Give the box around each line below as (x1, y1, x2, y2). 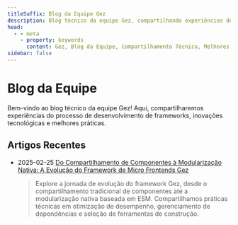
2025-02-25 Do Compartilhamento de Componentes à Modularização (17, 158, 222, 166)
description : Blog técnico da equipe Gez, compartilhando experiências (7, 17, 223, 24)
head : (7, 23, 23, 30)
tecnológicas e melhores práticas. (7, 118, 106, 127)
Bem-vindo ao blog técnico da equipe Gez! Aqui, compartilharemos (7, 103, 204, 112)
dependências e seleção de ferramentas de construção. (35, 209, 200, 218)
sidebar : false (7, 50, 52, 57)
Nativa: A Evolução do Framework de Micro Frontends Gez (17, 166, 189, 174)
